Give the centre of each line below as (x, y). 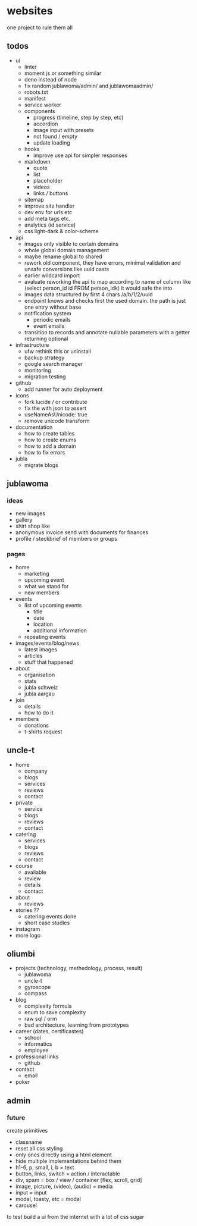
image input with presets (63, 130)
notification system (48, 313)
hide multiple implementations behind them (68, 1161)
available (35, 872)
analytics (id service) (50, 225)
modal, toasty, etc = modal (48, 1199)
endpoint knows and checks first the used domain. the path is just (105, 300)
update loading (51, 142)
